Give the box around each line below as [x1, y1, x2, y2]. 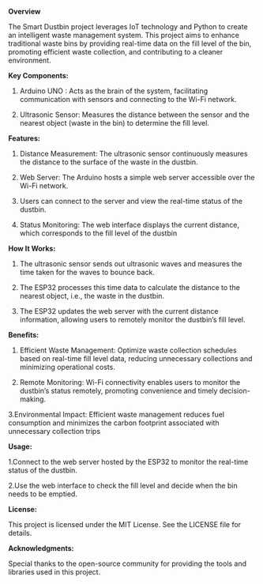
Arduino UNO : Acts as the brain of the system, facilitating [19, 86, 209, 96]
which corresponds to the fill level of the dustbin [19, 228, 178, 238]
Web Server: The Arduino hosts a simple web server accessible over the [19, 173, 255, 182]
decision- [219, 386, 250, 395]
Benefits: [8, 330, 39, 339]
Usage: [8, 442, 33, 451]
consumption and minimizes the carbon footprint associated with [8, 418, 220, 428]
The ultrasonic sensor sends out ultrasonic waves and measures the [19, 259, 242, 268]
